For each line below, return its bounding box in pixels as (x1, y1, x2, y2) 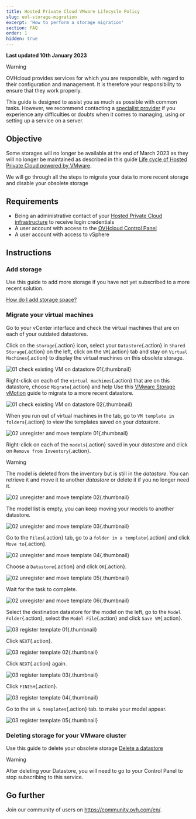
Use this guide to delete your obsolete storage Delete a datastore (6, 745, 163, 752)
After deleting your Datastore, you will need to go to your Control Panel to (6, 767, 183, 774)
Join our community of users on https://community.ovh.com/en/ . (6, 806, 162, 813)
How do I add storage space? (6, 296, 77, 303)
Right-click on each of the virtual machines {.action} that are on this (6, 377, 170, 384)
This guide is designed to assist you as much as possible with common (6, 98, 177, 105)
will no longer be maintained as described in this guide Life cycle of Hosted (6, 156, 187, 163)
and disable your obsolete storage (6, 179, 89, 186)
